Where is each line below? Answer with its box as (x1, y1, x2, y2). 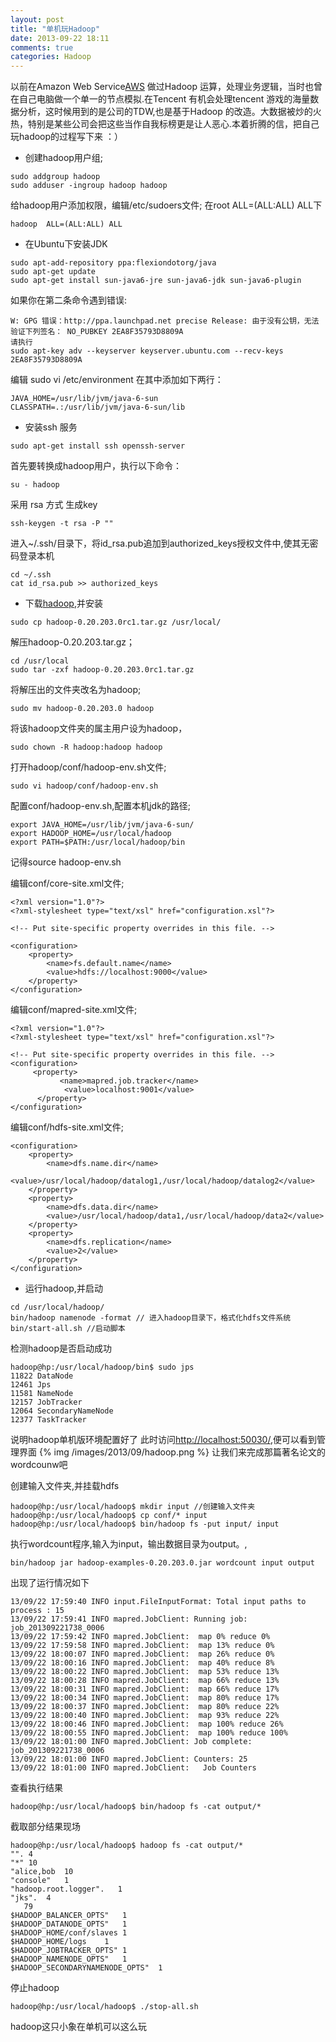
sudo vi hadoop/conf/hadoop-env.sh (10, 781, 159, 791)
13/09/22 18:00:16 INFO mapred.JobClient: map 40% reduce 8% (10, 1658, 275, 1668)
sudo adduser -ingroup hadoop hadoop (10, 181, 168, 191)
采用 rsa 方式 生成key (10, 499, 98, 511)
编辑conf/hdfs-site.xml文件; (10, 1121, 124, 1133)
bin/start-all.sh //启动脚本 (10, 1324, 126, 1334)
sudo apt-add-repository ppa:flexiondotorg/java (10, 258, 217, 268)
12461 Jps (10, 1380, 52, 1390)
